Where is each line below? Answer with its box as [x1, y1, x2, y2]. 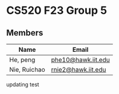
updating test [6, 81, 39, 88]
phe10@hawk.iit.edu [51, 55, 110, 64]
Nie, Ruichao [9, 66, 45, 74]
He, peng [9, 55, 36, 64]
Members [6, 28, 43, 38]
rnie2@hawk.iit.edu [51, 66, 106, 74]
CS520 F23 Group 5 [6, 4, 108, 17]
